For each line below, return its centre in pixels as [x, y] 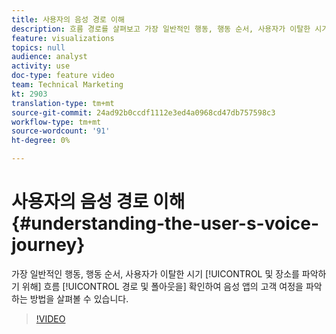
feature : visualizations [63, 38]
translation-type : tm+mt [63, 103]
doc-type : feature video [63, 76]
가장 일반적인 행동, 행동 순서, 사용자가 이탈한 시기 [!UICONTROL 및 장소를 [155, 273]
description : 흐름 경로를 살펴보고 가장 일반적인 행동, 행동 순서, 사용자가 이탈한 [161, 29]
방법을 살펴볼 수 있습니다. [79, 298]
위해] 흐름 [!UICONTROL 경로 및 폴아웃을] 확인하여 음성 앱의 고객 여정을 [162, 286]
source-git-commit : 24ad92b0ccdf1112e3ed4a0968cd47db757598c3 [143, 112]
